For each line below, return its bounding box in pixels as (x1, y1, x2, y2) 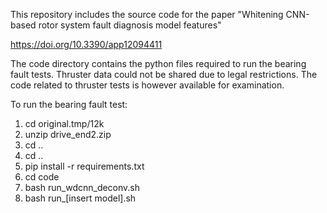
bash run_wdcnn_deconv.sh (24, 182, 141, 193)
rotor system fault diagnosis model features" (38, 19, 222, 31)
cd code (24, 171, 60, 183)
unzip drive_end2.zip (24, 129, 112, 140)
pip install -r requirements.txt (24, 160, 145, 172)
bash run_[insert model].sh (24, 192, 137, 204)
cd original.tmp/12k (24, 118, 105, 129)
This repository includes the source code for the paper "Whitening (10, 9, 284, 20)
